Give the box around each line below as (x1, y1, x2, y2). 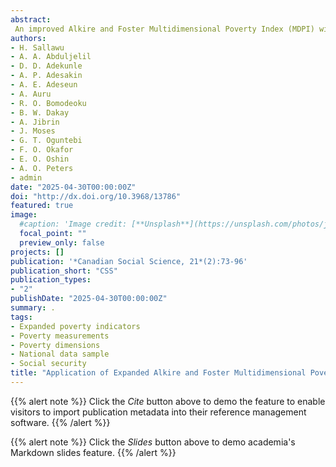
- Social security (10, 359, 87, 369)
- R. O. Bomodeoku (10, 98, 87, 108)
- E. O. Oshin (10, 154, 70, 164)
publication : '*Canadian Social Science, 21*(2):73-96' (10, 256, 248, 266)
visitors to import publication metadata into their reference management (10, 406, 307, 418)
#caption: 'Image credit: (19, 219, 128, 230)
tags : (10, 312, 33, 322)
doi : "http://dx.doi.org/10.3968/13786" (10, 191, 182, 201)
